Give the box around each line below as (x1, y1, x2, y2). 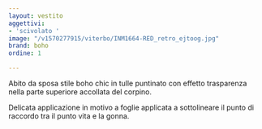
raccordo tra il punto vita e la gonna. (8, 111, 130, 121)
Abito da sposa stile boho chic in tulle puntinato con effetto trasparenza (8, 78, 247, 88)
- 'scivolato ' (8, 27, 60, 35)
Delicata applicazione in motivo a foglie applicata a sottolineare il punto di (8, 102, 254, 112)
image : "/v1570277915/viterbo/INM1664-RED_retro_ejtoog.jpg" (8, 34, 220, 43)
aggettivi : (8, 19, 45, 27)
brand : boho (8, 42, 49, 50)
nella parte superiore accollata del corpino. (8, 87, 152, 97)
